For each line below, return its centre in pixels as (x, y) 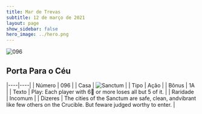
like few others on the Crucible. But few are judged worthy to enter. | (91, 104)
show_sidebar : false (32, 29)
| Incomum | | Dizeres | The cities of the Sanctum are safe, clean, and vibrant (101, 98)
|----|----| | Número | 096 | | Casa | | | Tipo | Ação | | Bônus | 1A (101, 85)
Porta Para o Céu (39, 71)
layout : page (23, 23)
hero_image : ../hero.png (37, 35)
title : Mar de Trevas (34, 12)
